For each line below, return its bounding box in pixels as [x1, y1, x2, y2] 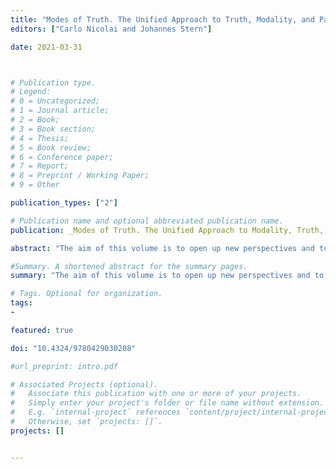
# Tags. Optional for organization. [10, 289, 163, 299]
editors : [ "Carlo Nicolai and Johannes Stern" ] [10, 24, 213, 34]
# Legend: [10, 87, 52, 97]
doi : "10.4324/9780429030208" [10, 343, 137, 353]
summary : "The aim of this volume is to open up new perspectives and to [10, 271, 325, 281]
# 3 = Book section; [10, 124, 97, 134]
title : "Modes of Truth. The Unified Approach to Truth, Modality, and [10, 14, 315, 25]
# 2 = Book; [10, 115, 60, 125]
